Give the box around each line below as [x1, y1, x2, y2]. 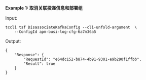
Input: [5, 15, 18, 21]
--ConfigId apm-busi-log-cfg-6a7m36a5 [14, 29, 96, 34]
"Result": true [23, 61, 56, 66]
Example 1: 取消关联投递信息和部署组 [5, 5, 83, 11]
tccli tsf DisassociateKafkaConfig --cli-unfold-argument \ [5, 25, 137, 30]
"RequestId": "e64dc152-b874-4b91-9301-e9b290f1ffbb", [23, 57, 142, 62]
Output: [5, 38, 21, 44]
